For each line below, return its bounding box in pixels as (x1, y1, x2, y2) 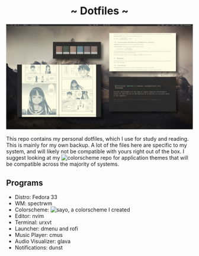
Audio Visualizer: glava (14, 238, 71, 245)
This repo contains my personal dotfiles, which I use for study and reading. (6, 135, 189, 143)
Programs (6, 178, 43, 188)
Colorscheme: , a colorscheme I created (14, 206, 130, 213)
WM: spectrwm (14, 200, 53, 207)
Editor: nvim (14, 213, 44, 220)
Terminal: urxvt (14, 219, 52, 226)
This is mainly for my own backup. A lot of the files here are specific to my (6, 141, 188, 149)
